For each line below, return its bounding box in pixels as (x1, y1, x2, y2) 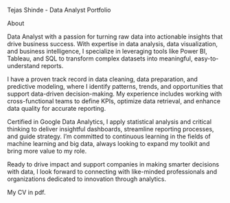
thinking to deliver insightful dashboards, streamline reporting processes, (7, 125, 214, 133)
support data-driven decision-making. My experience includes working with (7, 89, 222, 98)
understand (7, 62, 40, 70)
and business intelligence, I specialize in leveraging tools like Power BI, (7, 47, 207, 55)
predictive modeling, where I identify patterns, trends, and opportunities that (7, 83, 223, 90)
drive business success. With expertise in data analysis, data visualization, (7, 40, 218, 47)
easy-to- (194, 54, 219, 63)
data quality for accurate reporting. (7, 105, 106, 112)
